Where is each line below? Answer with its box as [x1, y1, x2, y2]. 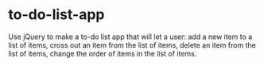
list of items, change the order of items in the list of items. [8, 49, 197, 58]
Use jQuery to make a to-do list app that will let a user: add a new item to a [8, 32, 253, 41]
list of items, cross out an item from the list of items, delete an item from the [8, 40, 256, 49]
